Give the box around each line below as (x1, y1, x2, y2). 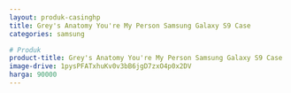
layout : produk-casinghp (9, 12, 101, 22)
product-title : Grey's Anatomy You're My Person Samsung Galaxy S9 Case (9, 54, 283, 63)
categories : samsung (9, 29, 86, 38)
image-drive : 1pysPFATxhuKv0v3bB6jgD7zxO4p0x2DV (9, 62, 192, 71)
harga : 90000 (9, 70, 57, 80)
